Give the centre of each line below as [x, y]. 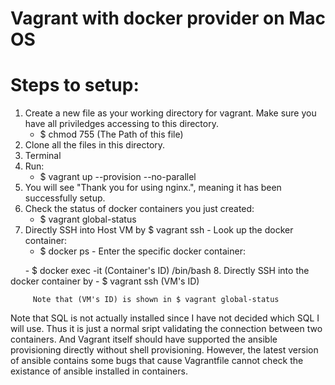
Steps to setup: [75, 85]
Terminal [43, 156]
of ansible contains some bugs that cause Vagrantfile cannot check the [157, 361]
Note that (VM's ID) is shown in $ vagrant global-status [156, 300]
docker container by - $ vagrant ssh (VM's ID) [105, 281]
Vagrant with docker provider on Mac [168, 18]
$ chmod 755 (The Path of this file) [111, 134]
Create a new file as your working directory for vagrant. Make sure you [170, 113]
